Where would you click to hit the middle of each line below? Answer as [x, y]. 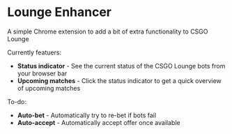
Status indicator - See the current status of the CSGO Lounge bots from [121, 66]
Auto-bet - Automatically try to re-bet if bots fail [87, 115]
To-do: [17, 101]
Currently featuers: [34, 52]
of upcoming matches [49, 88]
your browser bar [42, 73]
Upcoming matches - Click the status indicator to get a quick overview [119, 80]
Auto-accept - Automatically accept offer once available [99, 122]
